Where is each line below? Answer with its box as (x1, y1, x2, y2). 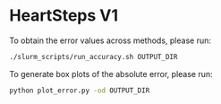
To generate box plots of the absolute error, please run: (9, 68, 213, 79)
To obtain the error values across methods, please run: (9, 35, 212, 46)
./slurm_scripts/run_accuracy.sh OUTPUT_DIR (9, 52, 178, 61)
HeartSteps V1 (9, 5, 119, 26)
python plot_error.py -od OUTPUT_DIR (9, 86, 150, 95)
